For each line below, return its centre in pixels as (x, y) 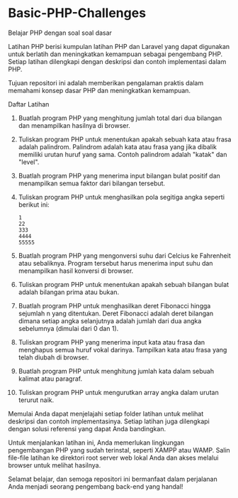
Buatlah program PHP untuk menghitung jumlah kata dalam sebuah (116, 371)
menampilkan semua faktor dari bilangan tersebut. (92, 183)
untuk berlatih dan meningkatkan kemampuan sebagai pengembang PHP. (115, 54)
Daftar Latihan (29, 104)
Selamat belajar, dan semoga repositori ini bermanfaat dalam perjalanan (113, 479)
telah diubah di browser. (53, 357)
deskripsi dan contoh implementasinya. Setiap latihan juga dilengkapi (109, 421)
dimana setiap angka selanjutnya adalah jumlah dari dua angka (110, 320)
